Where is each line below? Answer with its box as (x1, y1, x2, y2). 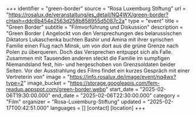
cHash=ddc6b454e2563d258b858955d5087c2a (6, 18, 125, 24)
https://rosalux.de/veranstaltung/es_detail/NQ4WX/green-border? (8, 11, 169, 18)
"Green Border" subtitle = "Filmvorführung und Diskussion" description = (6, 23, 184, 30)
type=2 (6, 80, 24, 87)
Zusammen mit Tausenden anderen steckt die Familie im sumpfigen (6, 55, 170, 61)
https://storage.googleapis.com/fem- (69, 80, 160, 87)
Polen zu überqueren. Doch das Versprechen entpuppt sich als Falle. (6, 49, 172, 55)
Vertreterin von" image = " (6, 73, 70, 80)
